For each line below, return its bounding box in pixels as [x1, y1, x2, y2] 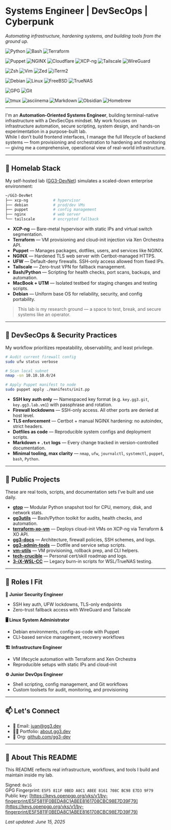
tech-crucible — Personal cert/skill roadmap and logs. [12, 553, 128, 559]
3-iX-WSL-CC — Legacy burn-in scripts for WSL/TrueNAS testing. [12, 558, 153, 564]
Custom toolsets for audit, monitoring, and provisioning [12, 686, 128, 692]
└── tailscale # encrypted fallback [5, 217, 99, 222]
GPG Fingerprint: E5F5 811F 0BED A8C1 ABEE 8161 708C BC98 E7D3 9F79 [5, 787, 154, 793]
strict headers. [12, 423, 43, 430]
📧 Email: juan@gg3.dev [12, 722, 62, 729]
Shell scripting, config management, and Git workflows [12, 681, 128, 687]
